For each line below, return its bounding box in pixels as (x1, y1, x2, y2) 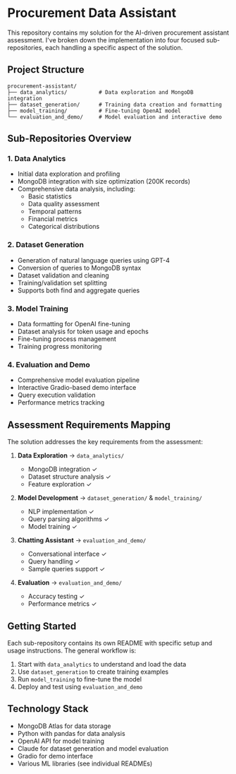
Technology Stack (7, 703, 89, 715)
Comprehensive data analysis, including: (17, 185, 136, 194)
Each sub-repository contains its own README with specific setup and (7, 638, 213, 647)
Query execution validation (17, 391, 96, 400)
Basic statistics (27, 192, 72, 201)
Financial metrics (27, 215, 78, 223)
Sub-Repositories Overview (7, 133, 132, 145)
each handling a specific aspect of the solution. (45, 43, 183, 52)
